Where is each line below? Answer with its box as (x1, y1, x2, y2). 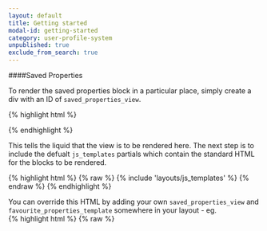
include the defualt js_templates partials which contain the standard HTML (8, 149, 255, 159)
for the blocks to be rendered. (8, 158, 107, 167)
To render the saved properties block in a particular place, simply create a (8, 86, 252, 96)
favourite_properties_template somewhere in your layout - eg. (8, 206, 217, 215)
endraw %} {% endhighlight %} (8, 182, 112, 191)
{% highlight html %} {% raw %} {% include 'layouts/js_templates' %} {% (8, 173, 249, 182)
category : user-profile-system (8, 33, 113, 42)
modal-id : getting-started (8, 26, 98, 34)
